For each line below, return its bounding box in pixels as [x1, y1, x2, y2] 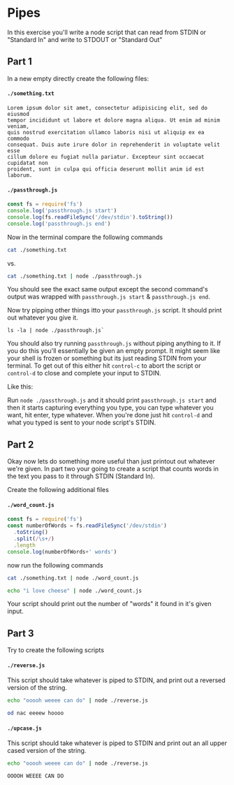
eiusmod [7, 110, 30, 117]
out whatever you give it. [7, 313, 78, 322]
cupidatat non [7, 159, 49, 166]
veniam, [7, 122, 30, 130]
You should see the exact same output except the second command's [7, 285, 208, 294]
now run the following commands [7, 561, 103, 569]
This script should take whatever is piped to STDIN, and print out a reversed [7, 676, 226, 684]
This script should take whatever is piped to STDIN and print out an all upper [7, 739, 227, 747]
